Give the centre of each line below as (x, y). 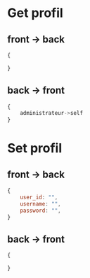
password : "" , (40, 211)
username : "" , (40, 204)
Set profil (34, 149)
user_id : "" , (39, 198)
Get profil (35, 13)
